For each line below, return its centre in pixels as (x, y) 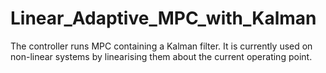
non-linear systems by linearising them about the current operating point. (161, 56)
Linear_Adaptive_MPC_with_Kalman (163, 18)
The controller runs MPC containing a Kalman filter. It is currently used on (161, 46)
